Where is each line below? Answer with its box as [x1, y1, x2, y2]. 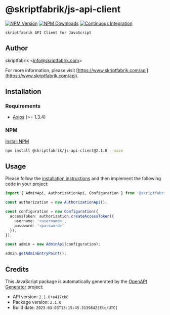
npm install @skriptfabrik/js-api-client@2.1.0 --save [5, 148, 123, 153]
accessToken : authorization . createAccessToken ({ [10, 214, 114, 219]
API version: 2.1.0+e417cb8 [12, 293, 69, 300]
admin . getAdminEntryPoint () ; [5, 251, 67, 256]
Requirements [5, 102, 41, 110]
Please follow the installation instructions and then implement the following [5, 176, 161, 182]
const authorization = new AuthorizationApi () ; [5, 200, 108, 205]
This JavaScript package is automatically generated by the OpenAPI [5, 278, 148, 285]
